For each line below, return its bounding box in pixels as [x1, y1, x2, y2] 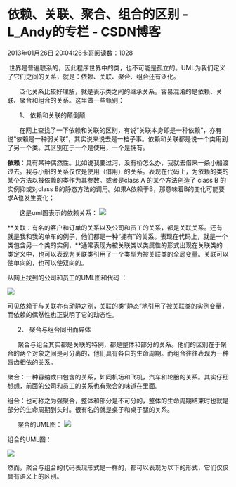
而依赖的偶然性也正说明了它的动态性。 [7, 310, 118, 318]
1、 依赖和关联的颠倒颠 [19, 110, 86, 119]
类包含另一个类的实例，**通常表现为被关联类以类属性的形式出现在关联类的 [7, 240, 223, 249]
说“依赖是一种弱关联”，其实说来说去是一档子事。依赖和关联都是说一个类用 [7, 134, 223, 143]
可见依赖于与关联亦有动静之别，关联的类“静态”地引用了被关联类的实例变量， [7, 301, 228, 310]
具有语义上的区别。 [7, 472, 63, 480]
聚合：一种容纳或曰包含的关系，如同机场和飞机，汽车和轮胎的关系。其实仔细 [7, 372, 229, 381]
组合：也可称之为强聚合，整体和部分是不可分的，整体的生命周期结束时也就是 [7, 396, 229, 405]
